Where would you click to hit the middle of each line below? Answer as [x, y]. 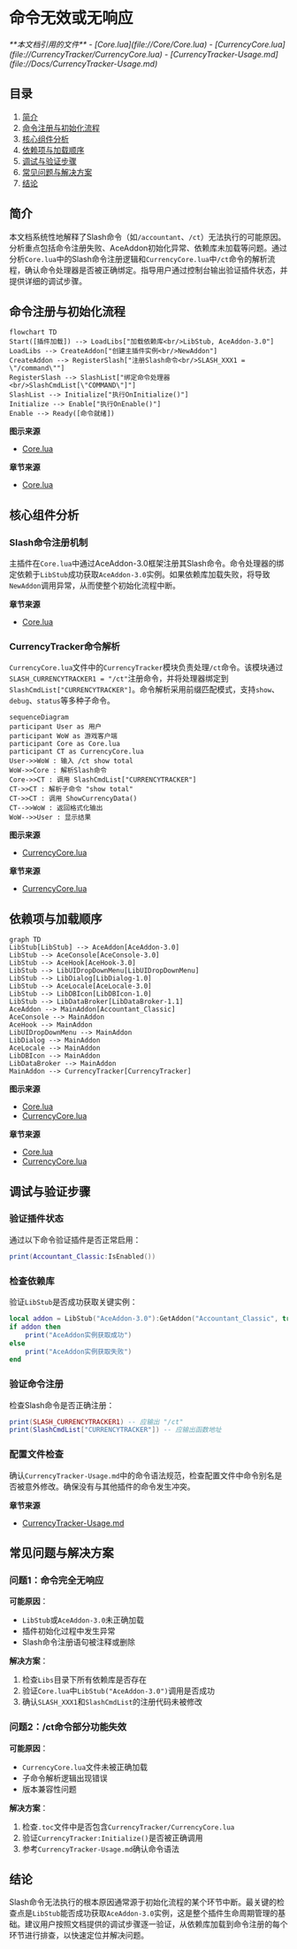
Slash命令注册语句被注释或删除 [78, 1642]
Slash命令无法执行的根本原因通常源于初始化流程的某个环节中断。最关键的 [143, 1902]
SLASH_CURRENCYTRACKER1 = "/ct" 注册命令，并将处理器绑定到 [119, 679]
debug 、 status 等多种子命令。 [62, 701]
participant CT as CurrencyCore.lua [76, 752]
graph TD [25, 940]
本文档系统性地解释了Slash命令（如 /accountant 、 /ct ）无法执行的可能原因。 [148, 236]
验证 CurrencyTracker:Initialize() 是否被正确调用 [112, 1837]
